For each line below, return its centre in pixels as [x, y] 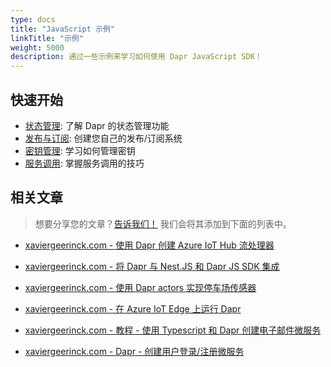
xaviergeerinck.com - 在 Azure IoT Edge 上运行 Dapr [133, 308]
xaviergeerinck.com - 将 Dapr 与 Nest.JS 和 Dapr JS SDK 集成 [152, 266]
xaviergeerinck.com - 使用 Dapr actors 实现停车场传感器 [140, 287]
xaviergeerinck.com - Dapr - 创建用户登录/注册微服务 [134, 351]
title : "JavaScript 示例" [62, 29]
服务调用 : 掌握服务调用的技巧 [84, 163]
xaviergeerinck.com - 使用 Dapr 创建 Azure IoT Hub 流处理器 [149, 245]
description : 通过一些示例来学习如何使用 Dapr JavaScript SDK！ [136, 57]
